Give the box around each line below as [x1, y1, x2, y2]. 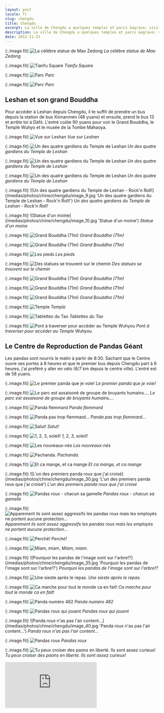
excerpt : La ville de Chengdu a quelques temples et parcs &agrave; [5, 25, 147, 30]
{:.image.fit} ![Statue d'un [5, 212, 56, 218]
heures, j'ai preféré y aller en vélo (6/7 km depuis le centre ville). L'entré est [5, 366, 157, 371]
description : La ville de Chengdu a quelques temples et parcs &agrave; [5, 30, 156, 35]
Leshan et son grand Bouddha [5, 96, 98, 104]
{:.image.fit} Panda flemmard [5, 404, 103, 410]
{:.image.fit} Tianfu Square [5, 62, 94, 69]
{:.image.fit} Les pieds [5, 251, 75, 257]
